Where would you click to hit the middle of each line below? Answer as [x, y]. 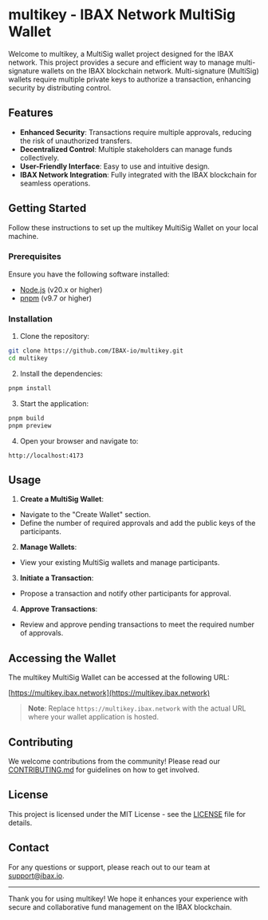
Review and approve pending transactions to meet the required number [137, 624]
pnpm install [30, 388]
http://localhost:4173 [46, 456]
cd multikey [28, 358]
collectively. [39, 157]
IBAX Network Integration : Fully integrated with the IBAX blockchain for [138, 174]
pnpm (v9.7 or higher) [56, 298]
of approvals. [41, 633]
